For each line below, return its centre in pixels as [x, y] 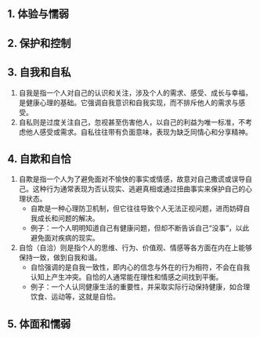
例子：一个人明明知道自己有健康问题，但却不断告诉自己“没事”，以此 [140, 228]
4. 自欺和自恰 [39, 159]
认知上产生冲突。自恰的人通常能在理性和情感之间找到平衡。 [126, 277]
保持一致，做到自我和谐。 [60, 258]
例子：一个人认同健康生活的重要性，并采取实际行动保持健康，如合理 [140, 287]
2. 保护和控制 [39, 43]
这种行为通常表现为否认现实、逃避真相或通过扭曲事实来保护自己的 [139, 189]
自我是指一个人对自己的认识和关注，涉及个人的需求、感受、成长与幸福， [135, 92]
